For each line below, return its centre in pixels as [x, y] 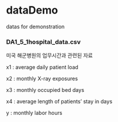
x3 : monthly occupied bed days [45, 90]
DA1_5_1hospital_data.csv [43, 42]
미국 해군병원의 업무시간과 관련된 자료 [50, 55]
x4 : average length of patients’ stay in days [59, 101]
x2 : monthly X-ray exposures [42, 79]
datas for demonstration [35, 27]
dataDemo [32, 10]
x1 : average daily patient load [42, 67]
